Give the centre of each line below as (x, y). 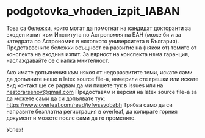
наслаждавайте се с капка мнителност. (58, 60)
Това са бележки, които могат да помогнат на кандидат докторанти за (99, 28)
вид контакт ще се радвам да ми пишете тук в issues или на (85, 85)
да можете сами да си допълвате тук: (56, 98)
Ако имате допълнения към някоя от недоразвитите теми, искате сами (99, 72)
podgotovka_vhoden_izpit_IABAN (93, 11)
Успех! (15, 129)
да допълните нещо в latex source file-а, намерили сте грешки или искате (103, 79)
